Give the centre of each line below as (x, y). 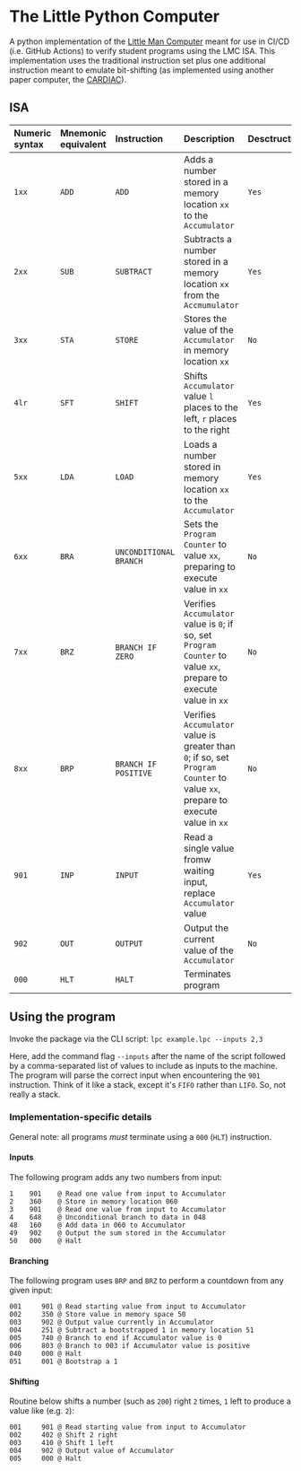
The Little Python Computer (115, 17)
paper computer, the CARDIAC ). (68, 79)
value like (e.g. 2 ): (42, 1411)
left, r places (210, 418)
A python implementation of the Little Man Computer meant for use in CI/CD (150, 41)
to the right (206, 430)
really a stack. (35, 1094)
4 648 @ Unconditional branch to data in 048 (107, 1218)
